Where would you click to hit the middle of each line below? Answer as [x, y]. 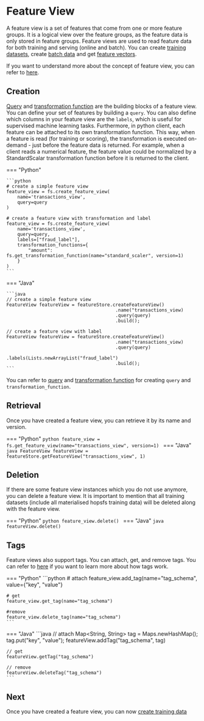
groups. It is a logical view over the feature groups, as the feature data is [97, 34]
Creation [23, 92]
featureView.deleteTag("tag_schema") [54, 673]
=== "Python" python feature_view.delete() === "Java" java [85, 521]
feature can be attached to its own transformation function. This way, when [101, 132]
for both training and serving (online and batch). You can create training [96, 48]
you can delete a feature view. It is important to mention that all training [95, 496]
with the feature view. [33, 509]
